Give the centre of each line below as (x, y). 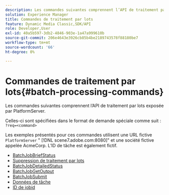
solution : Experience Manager (37, 15)
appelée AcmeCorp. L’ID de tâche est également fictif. (61, 146)
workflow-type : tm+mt (28, 43)
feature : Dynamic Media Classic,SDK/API (48, 24)
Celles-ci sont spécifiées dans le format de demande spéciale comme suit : (83, 121)
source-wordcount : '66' (30, 47)
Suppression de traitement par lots (48, 161)
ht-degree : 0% (20, 52)
